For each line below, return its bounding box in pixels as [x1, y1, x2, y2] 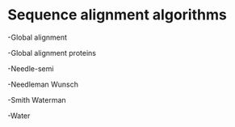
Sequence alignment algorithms [7, 6, 227, 24]
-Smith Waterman [7, 95, 66, 104]
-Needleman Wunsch [7, 79, 78, 89]
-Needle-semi [7, 63, 54, 74]
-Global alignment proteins [7, 48, 96, 57]
